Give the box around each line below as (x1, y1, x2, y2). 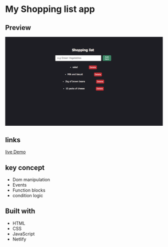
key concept (5, 163, 45, 172)
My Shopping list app (5, 3, 95, 15)
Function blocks (12, 187, 46, 193)
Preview (5, 23, 31, 32)
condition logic (12, 193, 43, 199)
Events (12, 182, 27, 188)
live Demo (5, 149, 26, 155)
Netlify (12, 236, 26, 242)
